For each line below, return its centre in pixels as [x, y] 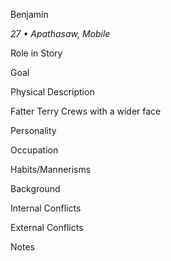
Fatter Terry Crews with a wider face [86, 111]
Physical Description [52, 92]
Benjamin [29, 14]
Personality [33, 130]
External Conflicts [47, 227]
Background [35, 188]
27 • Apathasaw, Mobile [60, 33]
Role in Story [36, 53]
